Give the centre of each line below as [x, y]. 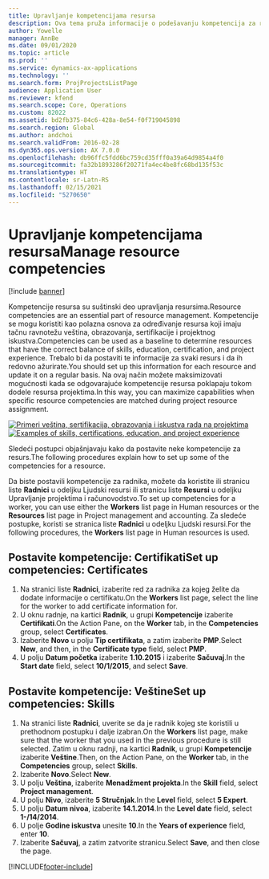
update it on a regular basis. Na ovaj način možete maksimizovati [115, 375]
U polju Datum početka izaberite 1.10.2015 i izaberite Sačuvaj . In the [132, 657]
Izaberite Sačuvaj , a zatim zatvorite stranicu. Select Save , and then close [140, 843]
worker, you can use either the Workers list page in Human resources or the [134, 507]
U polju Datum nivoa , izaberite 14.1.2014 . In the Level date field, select [136, 808]
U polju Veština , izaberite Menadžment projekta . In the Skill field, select [139, 783]
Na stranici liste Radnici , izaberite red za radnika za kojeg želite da [130, 589]
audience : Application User [55, 90]
